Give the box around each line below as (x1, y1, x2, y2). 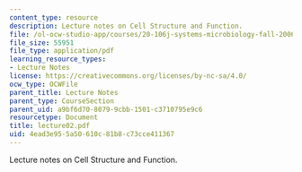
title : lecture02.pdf (9, 122, 91, 131)
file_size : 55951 (9, 38, 75, 47)
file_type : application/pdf (9, 47, 115, 56)
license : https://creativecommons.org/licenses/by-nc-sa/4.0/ (9, 72, 247, 81)
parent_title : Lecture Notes (9, 88, 119, 97)
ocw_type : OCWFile (9, 80, 78, 89)
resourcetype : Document (9, 113, 99, 122)
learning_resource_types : (9, 55, 106, 64)
